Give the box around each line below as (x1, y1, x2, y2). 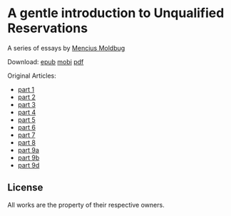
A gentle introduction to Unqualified (7, 5, 225, 21)
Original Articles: (7, 71, 57, 80)
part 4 (17, 108, 36, 116)
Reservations (7, 20, 88, 36)
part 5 (17, 115, 36, 124)
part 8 (17, 138, 36, 147)
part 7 (17, 130, 36, 139)
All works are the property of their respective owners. (7, 200, 165, 209)
